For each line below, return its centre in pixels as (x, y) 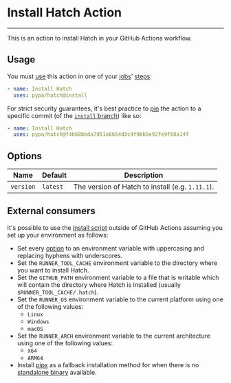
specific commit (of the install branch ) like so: (74, 115)
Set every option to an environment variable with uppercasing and (111, 248)
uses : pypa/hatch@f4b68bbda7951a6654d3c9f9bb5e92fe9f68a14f (101, 135)
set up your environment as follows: (58, 235)
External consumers (51, 211)
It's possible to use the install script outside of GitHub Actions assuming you (115, 227)
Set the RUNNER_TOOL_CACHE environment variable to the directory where (117, 263)
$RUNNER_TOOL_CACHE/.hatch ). (57, 292)
